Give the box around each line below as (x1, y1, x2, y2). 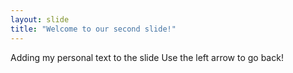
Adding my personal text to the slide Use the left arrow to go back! (10, 51, 284, 63)
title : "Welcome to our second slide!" (10, 24, 177, 34)
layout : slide (10, 14, 70, 25)
